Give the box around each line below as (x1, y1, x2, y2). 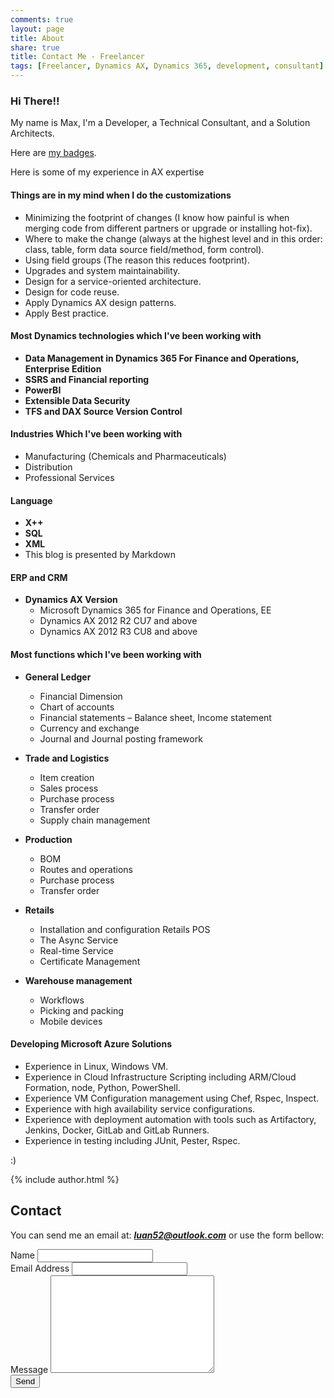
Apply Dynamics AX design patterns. (24, 296, 177, 308)
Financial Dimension (39, 690, 123, 702)
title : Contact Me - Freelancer (10, 52, 145, 62)
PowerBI (24, 384, 62, 396)
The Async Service (39, 934, 119, 946)
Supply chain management (39, 814, 151, 826)
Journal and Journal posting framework (39, 732, 203, 745)
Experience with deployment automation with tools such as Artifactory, (24, 1113, 317, 1125)
